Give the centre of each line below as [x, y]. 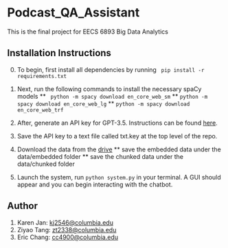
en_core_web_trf [40, 110]
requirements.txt [42, 76]
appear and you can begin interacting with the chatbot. [95, 184]
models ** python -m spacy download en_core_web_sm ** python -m [112, 96]
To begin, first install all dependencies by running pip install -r [111, 69]
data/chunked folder [46, 164]
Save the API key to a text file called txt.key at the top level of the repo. [117, 136]
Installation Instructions [59, 53]
